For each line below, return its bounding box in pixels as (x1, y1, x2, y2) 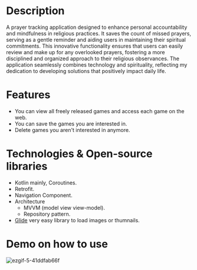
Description (6, 4, 65, 18)
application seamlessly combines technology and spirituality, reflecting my (6, 61, 188, 68)
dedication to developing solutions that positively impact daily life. (6, 67, 166, 74)
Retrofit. (14, 185, 34, 192)
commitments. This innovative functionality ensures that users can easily (6, 42, 183, 50)
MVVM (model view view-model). (23, 204, 105, 211)
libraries (6, 160, 48, 173)
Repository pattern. (23, 210, 71, 218)
